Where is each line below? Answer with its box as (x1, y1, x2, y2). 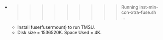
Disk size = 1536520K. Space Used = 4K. (17, 30, 102, 35)
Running (121, 4, 139, 10)
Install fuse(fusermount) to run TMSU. (17, 24, 95, 30)
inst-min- (139, 4, 159, 10)
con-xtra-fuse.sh (121, 9, 157, 15)
